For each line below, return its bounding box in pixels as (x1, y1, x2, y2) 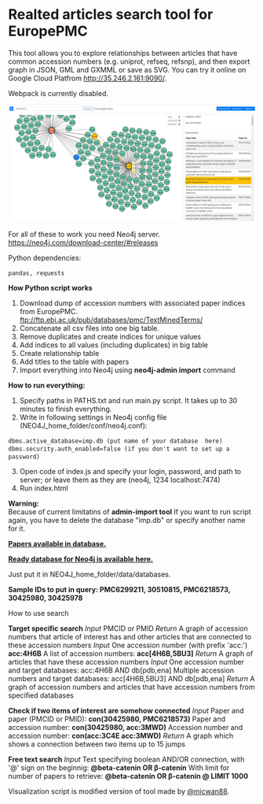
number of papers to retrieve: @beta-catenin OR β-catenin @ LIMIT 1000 (8, 772, 249, 781)
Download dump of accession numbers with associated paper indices (19, 298, 246, 308)
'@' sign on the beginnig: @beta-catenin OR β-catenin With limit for (8, 763, 230, 773)
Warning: (8, 498, 39, 509)
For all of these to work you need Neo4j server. (8, 230, 161, 239)
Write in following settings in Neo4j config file (19, 413, 167, 422)
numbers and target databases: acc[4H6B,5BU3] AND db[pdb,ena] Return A (8, 674, 255, 684)
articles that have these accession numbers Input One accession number (8, 658, 245, 667)
